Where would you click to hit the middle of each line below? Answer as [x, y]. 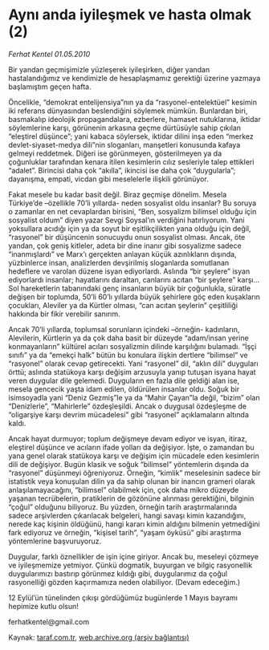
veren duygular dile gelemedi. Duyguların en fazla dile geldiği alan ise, [124, 380]
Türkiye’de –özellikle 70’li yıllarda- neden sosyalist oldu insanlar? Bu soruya [132, 203]
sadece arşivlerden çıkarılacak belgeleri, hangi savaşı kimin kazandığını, [127, 515]
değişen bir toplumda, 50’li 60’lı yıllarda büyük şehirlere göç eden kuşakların [134, 297]
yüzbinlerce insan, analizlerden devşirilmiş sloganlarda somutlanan [119, 262]
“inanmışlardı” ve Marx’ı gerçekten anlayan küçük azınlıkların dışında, [122, 254]
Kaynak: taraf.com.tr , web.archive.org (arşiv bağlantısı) [99, 637]
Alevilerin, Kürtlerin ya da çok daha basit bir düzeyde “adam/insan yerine [128, 338]
